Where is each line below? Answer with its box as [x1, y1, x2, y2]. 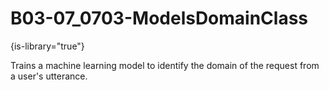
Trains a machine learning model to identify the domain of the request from [10, 59, 320, 71]
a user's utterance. [10, 70, 88, 82]
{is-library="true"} [10, 40, 85, 52]
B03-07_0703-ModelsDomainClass [10, 7, 309, 30]
